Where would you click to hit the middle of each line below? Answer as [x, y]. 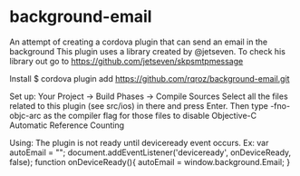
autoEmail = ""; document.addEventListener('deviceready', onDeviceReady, [150, 152]
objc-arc [25, 115]
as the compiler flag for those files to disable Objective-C [150, 115]
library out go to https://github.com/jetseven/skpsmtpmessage [126, 61]
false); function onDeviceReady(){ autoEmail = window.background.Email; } [150, 161]
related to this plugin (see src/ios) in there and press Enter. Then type [139, 105]
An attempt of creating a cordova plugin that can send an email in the [139, 42]
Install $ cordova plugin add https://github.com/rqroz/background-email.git [150, 78]
